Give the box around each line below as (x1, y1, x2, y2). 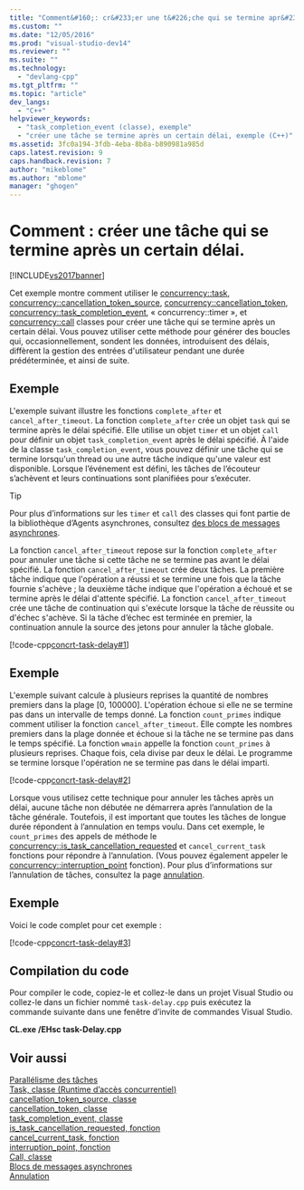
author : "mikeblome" (9, 165, 88, 174)
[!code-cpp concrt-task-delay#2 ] (9, 774, 131, 785)
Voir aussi (9, 1050, 67, 1066)
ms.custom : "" (9, 22, 63, 31)
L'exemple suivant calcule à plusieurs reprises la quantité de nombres (9, 690, 269, 701)
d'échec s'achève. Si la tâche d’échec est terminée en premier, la (9, 612, 252, 623)
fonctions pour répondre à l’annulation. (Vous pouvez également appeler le (9, 849, 288, 861)
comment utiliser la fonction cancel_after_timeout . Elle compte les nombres (9, 718, 293, 730)
